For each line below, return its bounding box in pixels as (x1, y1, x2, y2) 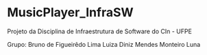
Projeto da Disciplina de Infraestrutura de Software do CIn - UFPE (7, 27, 192, 35)
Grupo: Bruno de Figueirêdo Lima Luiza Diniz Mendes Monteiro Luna (7, 40, 201, 48)
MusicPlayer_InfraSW (7, 5, 134, 20)
